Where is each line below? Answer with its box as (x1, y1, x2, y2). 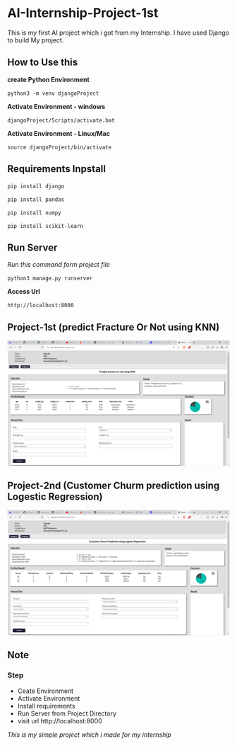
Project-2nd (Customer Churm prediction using (7, 480, 220, 492)
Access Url (7, 287, 40, 296)
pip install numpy (7, 209, 61, 217)
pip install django (7, 183, 65, 190)
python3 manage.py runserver (7, 275, 93, 282)
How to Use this (7, 57, 78, 69)
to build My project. (7, 35, 64, 44)
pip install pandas (7, 196, 65, 203)
